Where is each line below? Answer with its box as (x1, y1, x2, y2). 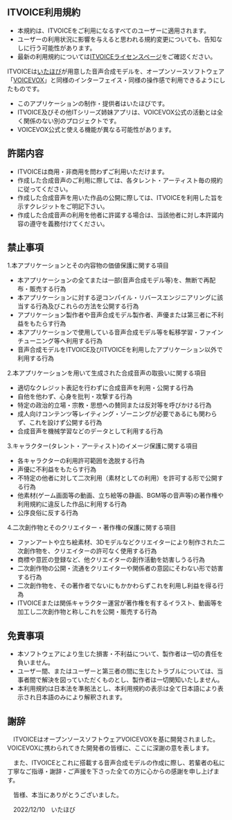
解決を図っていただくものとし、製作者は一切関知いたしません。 (41, 676, 224, 684)
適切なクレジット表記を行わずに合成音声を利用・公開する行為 (17, 384, 194, 392)
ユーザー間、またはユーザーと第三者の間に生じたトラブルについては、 (17, 667, 217, 676)
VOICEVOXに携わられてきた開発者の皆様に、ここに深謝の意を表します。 (7, 744, 213, 752)
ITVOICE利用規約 (7, 6, 81, 19)
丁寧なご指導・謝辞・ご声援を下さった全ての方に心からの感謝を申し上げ (7, 767, 213, 776)
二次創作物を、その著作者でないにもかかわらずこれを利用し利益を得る (17, 582, 218, 590)
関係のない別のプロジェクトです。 (23, 117, 121, 125)
